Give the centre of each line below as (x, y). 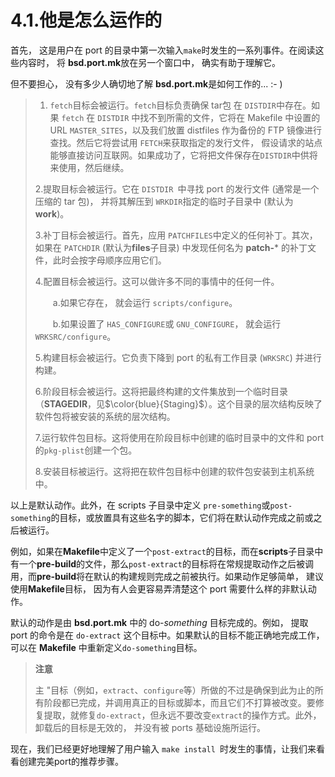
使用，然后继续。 (94, 167)
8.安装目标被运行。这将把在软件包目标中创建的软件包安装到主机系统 (174, 471)
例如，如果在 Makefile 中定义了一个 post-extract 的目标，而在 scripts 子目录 (162, 551)
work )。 (52, 213)
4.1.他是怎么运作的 (86, 20)
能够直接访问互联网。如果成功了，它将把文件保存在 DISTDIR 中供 (179, 155)
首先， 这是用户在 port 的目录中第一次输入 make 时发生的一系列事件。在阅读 (163, 50)
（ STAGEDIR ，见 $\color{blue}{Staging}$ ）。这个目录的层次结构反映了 (178, 403)
